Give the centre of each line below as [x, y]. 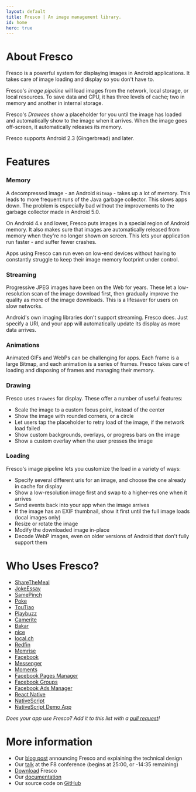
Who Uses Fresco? [53, 566]
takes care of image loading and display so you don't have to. [80, 79]
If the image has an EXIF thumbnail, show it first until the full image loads [102, 511]
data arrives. [21, 329]
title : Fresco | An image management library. [64, 17]
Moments [26, 669]
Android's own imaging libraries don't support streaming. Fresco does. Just [97, 317]
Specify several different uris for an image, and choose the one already [100, 480]
